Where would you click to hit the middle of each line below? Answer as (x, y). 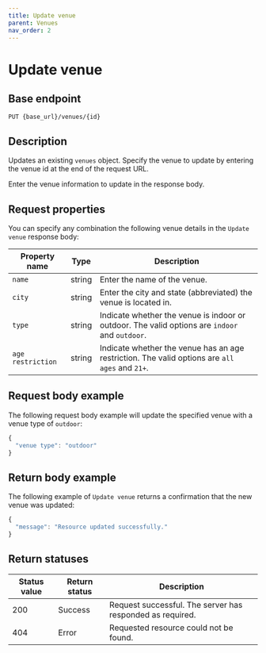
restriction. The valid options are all (167, 358)
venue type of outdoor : (46, 423)
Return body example (62, 477)
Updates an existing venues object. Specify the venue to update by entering (131, 160)
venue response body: (44, 236)
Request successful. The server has (176, 605)
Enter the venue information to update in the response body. (106, 184)
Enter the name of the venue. (153, 280)
